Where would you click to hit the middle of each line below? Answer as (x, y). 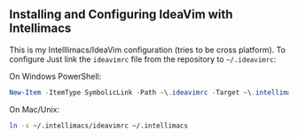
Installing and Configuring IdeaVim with (121, 15)
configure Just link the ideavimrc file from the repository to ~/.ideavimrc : (143, 59)
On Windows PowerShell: (55, 76)
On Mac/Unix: (35, 109)
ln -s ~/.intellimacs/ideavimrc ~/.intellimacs (99, 126)
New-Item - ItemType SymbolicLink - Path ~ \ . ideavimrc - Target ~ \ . (133, 92)
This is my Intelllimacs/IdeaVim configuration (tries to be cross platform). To (148, 50)
